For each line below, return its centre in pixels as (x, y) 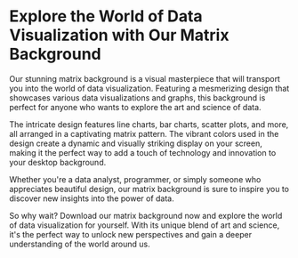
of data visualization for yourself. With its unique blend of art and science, (145, 225)
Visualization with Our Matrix (119, 35)
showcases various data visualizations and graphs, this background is (137, 97)
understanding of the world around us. (80, 244)
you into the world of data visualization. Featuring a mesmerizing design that (149, 88)
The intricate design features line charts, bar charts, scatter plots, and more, (149, 124)
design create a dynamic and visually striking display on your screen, (136, 143)
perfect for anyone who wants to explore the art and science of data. (135, 107)
